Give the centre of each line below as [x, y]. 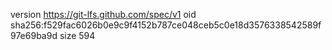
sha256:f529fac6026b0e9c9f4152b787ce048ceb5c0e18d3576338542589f [166, 25]
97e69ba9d [34, 35]
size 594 [77, 35]
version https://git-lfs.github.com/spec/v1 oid [103, 14]
